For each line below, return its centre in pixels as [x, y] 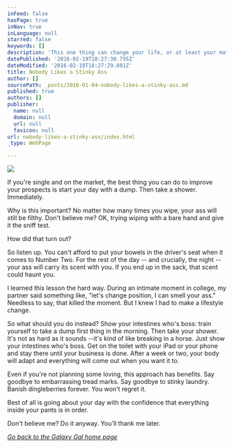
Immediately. [25, 197]
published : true [31, 91]
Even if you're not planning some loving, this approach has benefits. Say [111, 374]
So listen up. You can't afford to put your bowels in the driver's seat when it [115, 252]
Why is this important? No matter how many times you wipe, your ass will [112, 210]
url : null [28, 124]
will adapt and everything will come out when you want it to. [93, 361]
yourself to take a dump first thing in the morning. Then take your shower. [113, 331]
